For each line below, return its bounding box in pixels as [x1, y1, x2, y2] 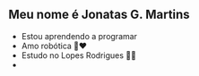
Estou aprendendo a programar [21, 30, 138, 41]
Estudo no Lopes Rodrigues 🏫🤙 [21, 49, 136, 61]
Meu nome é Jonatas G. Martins [8, 7, 190, 22]
